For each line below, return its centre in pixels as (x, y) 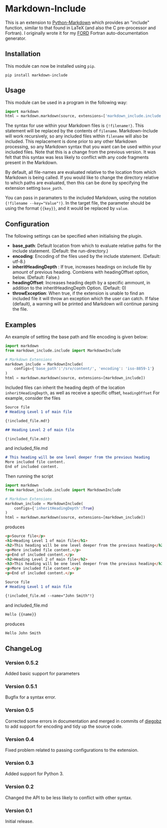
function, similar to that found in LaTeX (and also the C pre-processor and (81, 27)
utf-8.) (19, 261)
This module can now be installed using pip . (50, 66)
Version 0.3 (19, 763)
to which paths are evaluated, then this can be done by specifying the (77, 183)
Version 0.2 (19, 787)
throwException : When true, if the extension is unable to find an (78, 293)
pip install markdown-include (37, 75)
